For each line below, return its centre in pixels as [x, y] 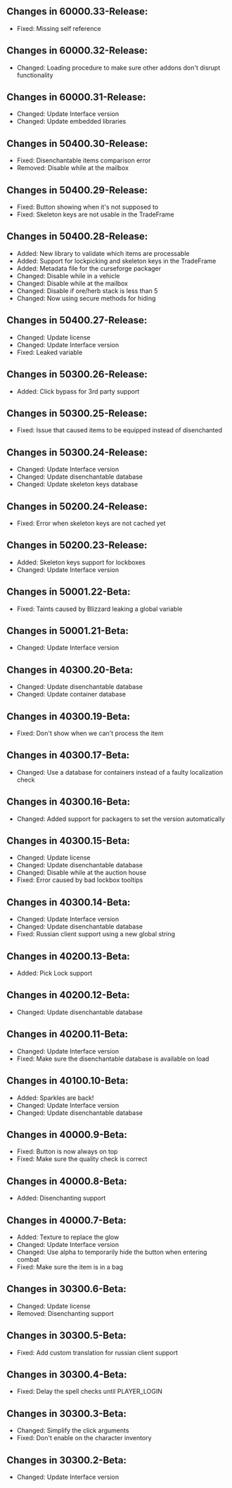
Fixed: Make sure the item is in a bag [70, 1267]
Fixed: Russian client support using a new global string [96, 934]
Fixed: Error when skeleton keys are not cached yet [91, 523]
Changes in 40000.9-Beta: [67, 1134]
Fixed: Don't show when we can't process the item [90, 733]
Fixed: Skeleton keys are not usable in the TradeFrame [95, 214]
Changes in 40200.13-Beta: [69, 956]
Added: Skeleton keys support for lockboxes [81, 562]
